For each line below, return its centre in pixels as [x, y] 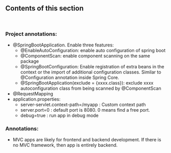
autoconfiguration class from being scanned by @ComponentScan [91, 88]
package [30, 61]
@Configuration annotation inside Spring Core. [70, 78]
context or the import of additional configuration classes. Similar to [91, 72]
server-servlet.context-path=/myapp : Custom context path [83, 105]
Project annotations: [31, 34]
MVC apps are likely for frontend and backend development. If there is [87, 140]
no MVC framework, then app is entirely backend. [65, 145]
